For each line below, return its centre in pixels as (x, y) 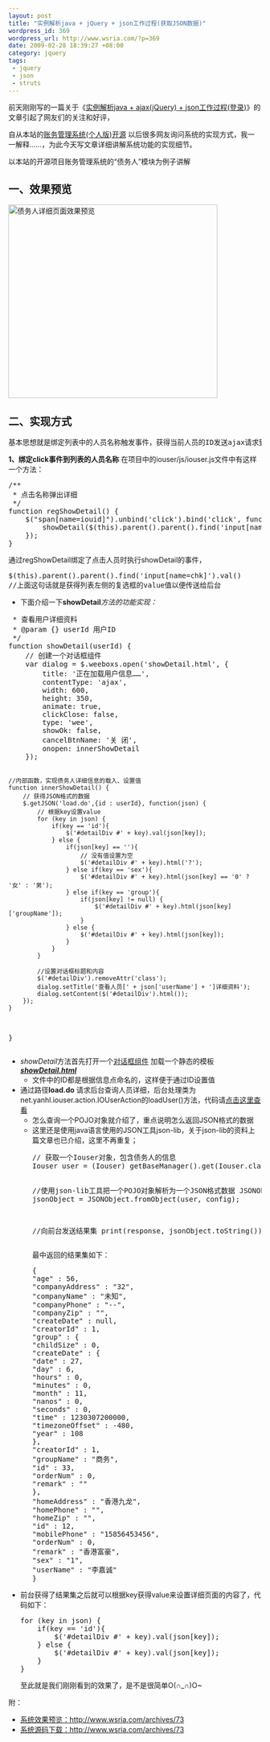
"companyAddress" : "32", (83, 1287)
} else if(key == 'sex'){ (109, 870)
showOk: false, (72, 731)
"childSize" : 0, (66, 1345)
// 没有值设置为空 (106, 856)
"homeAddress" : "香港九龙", (86, 1502)
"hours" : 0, (57, 1378)
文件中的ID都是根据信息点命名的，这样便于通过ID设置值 (123, 1080)
